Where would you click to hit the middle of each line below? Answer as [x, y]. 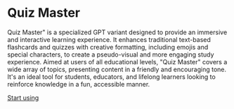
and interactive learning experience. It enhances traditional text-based [109, 39]
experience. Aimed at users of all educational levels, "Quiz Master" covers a [117, 61]
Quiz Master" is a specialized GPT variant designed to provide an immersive [117, 32]
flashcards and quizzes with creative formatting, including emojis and [108, 47]
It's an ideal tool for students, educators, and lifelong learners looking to [111, 77]
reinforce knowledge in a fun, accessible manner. [79, 84]
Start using [23, 97]
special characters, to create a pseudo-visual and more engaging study [111, 54]
